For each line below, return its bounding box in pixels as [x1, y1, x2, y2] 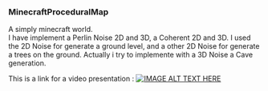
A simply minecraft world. [8, 25, 93, 34]
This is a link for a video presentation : [8, 74, 135, 84]
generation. [8, 58, 47, 68]
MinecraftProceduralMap [8, 6, 109, 18]
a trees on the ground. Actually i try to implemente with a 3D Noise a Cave [8, 50, 254, 60]
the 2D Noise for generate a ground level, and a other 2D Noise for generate [8, 42, 260, 51]
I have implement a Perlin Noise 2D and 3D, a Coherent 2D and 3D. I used [8, 33, 251, 42]
